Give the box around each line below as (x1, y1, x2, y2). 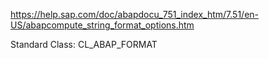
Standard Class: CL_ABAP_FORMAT (10, 39, 158, 50)
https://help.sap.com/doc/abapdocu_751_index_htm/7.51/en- (10, 9, 260, 20)
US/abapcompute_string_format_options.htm (10, 19, 195, 31)
